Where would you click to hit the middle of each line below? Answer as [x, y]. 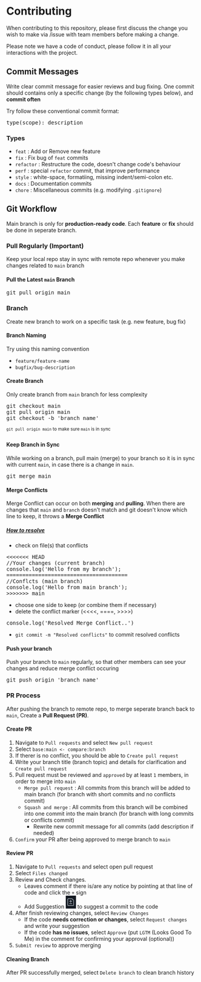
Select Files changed [41, 873]
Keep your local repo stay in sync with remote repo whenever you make [96, 259]
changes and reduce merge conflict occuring [63, 668]
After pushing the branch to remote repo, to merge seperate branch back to [100, 709]
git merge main [29, 476]
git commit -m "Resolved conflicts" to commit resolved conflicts [97, 635]
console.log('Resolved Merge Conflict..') [70, 623]
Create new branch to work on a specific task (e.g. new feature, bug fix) [96, 321]
